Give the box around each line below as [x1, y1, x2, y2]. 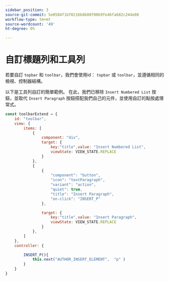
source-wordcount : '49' [5, 21, 56, 27]
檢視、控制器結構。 [5, 78, 46, 84]
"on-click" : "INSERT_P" [50, 196, 101, 202]
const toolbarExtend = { [5, 112, 58, 117]
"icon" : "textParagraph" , [50, 178, 105, 183]
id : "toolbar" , [14, 116, 47, 122]
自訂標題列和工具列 [5, 54, 86, 66]
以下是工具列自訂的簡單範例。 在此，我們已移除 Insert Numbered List [5, 89, 151, 95]
